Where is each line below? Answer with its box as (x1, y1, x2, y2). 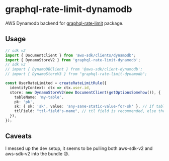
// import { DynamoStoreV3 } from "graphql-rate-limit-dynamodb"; (5, 71, 147, 76)
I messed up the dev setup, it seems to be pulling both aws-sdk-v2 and (5, 145, 153, 151)
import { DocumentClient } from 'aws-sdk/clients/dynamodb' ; (5, 53, 136, 58)
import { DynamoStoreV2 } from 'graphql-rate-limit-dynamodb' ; (5, 57, 141, 62)
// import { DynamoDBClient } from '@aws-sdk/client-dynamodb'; (5, 67, 143, 72)
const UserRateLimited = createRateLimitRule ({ (5, 80, 107, 86)
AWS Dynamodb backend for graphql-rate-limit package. (5, 20, 124, 26)
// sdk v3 (5, 62, 26, 67)
